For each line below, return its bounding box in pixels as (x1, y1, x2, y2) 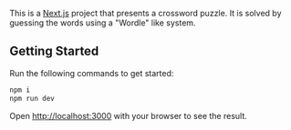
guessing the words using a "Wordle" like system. (9, 17, 196, 28)
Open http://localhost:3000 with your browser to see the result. (9, 110, 248, 121)
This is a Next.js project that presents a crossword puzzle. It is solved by (9, 8, 282, 18)
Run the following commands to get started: (9, 67, 174, 78)
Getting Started (9, 44, 99, 59)
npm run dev (9, 94, 55, 103)
